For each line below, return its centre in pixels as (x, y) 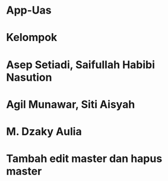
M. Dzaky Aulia (44, 131)
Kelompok (32, 38)
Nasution (29, 77)
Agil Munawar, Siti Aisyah (71, 104)
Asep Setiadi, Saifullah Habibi (81, 64)
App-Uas (29, 10)
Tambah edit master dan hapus (84, 159)
